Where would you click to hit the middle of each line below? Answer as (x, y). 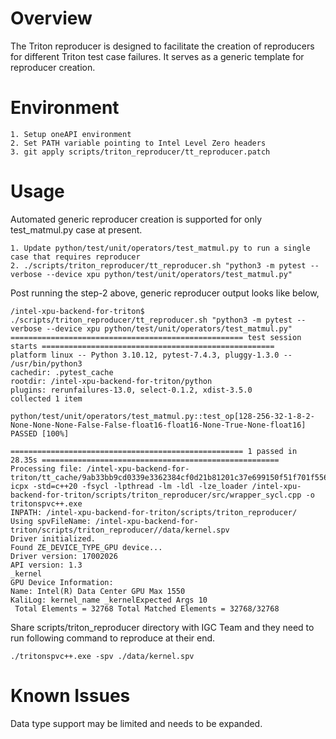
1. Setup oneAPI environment (71, 134)
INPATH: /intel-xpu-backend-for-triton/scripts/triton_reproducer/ (154, 512)
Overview (51, 18)
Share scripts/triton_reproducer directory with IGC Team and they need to (162, 627)
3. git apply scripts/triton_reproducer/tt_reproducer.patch (140, 152)
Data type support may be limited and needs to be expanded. (136, 723)
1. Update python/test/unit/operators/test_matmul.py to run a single (160, 248)
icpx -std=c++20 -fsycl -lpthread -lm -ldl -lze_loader (129, 486)
